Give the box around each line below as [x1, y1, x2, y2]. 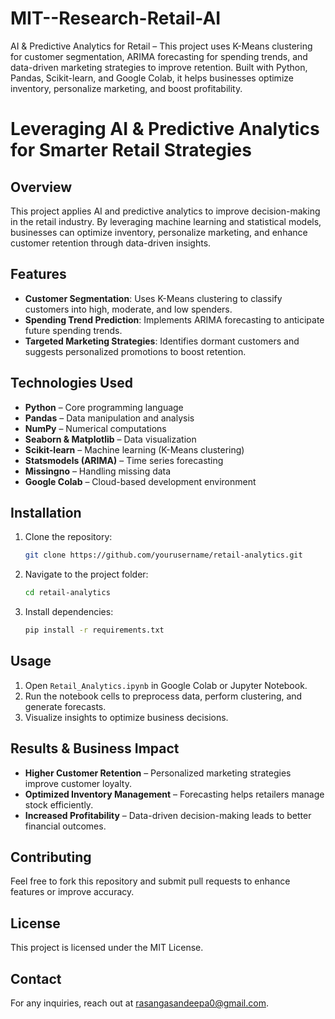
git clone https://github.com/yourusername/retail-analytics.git [24, 550, 303, 561]
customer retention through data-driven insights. [10, 237, 212, 249]
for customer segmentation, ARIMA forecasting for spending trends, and [10, 50, 308, 62]
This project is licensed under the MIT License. [10, 942, 204, 954]
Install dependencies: [24, 606, 114, 618]
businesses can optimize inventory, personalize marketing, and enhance [10, 226, 308, 238]
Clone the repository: [24, 531, 113, 543]
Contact [10, 970, 62, 987]
